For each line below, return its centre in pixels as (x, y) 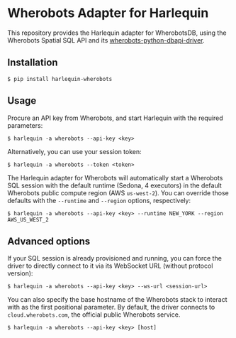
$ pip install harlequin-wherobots (60, 79)
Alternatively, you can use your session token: (74, 151)
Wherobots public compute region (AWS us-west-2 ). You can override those (118, 192)
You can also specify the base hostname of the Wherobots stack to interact (118, 300)
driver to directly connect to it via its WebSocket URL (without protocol (110, 266)
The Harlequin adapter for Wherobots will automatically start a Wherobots (115, 178)
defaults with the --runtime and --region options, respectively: (99, 200)
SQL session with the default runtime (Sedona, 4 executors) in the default (114, 185)
